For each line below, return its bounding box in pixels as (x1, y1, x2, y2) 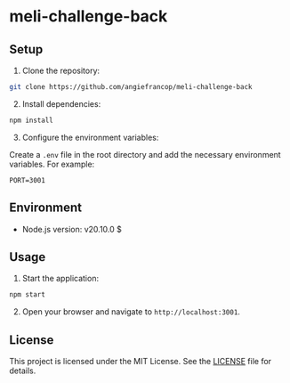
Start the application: (21, 273, 100, 284)
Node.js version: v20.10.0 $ (21, 224, 122, 234)
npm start (9, 290, 46, 299)
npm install (9, 116, 53, 125)
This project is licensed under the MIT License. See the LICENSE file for (9, 356, 272, 367)
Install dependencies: (21, 98, 101, 109)
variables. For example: (9, 159, 95, 169)
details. (9, 365, 36, 376)
